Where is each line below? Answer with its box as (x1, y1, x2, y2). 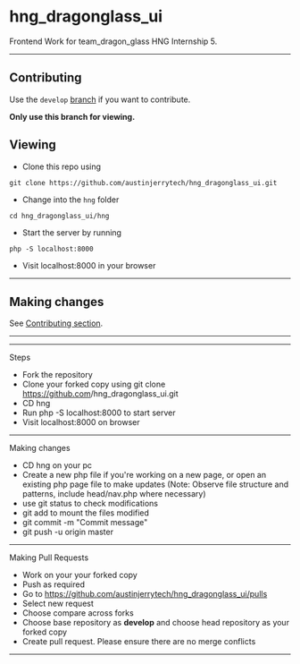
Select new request (21, 598, 94, 609)
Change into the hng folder (21, 194, 120, 205)
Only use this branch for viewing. (9, 111, 136, 122)
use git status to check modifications (21, 498, 159, 509)
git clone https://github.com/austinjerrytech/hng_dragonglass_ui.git (9, 178, 278, 187)
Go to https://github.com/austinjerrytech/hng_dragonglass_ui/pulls (21, 589, 268, 600)
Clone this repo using (21, 161, 101, 172)
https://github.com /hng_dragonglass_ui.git (21, 388, 179, 399)
